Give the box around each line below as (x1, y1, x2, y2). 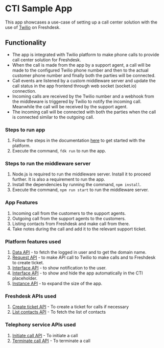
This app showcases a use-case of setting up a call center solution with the (5, 19, 158, 25)
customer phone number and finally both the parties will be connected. (12, 72, 156, 78)
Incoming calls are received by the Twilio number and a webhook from (12, 93, 154, 99)
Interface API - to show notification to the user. (12, 265, 107, 271)
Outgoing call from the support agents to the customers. (12, 215, 126, 221)
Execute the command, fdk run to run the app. (12, 148, 106, 154)
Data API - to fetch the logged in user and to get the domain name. (12, 249, 147, 255)
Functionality (5, 39, 47, 47)
